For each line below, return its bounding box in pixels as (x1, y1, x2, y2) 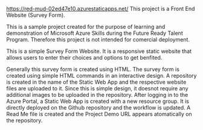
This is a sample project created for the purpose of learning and (6, 23, 166, 30)
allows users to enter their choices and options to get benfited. (6, 54, 163, 61)
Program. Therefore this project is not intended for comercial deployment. (6, 36, 190, 43)
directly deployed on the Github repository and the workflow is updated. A (6, 104, 191, 111)
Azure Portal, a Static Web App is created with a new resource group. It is (6, 97, 189, 105)
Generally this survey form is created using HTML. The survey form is (6, 66, 180, 73)
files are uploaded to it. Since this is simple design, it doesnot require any (6, 85, 188, 92)
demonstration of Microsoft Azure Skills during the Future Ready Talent (6, 29, 183, 37)
